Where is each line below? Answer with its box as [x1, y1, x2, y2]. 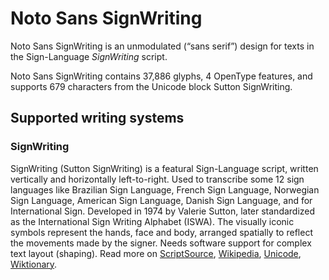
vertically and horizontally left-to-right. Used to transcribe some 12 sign [10, 173, 305, 185]
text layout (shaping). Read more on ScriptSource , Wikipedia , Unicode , [10, 247, 302, 259]
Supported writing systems [10, 110, 185, 127]
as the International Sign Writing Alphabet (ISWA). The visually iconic [10, 215, 295, 227]
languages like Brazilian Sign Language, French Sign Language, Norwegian [10, 183, 320, 196]
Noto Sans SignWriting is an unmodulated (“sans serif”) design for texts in [10, 40, 315, 52]
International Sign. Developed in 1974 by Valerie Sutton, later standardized [10, 205, 316, 217]
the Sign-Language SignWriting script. [10, 50, 168, 62]
